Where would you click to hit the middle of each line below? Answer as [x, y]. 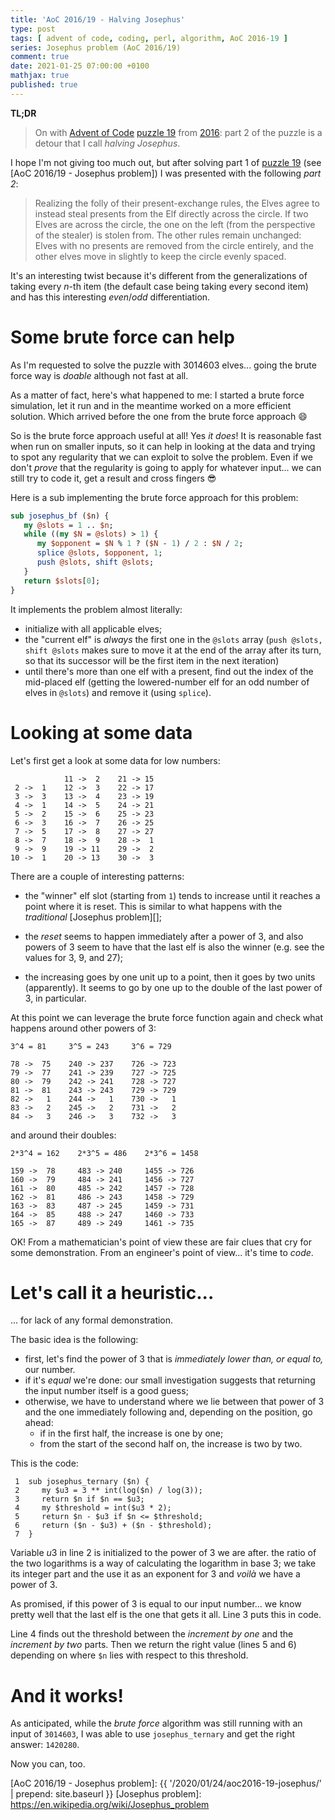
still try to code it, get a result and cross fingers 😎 [113, 478]
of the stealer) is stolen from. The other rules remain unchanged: [168, 235]
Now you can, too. [48, 1764]
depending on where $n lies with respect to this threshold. [129, 1655]
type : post [33, 29]
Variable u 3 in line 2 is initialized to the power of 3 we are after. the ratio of [163, 1553]
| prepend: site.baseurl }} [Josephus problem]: [106, 1794]
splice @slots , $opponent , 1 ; [99, 553]
